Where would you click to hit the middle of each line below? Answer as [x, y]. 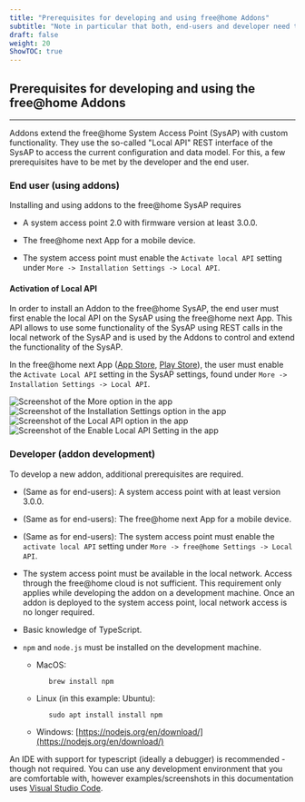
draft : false [34, 35]
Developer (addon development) [83, 454]
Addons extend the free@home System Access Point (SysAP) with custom [149, 133]
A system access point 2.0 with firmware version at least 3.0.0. [140, 223]
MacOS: [51, 665]
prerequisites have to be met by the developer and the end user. [129, 162]
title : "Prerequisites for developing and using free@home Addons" [140, 18]
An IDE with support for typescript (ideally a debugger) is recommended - [148, 758]
